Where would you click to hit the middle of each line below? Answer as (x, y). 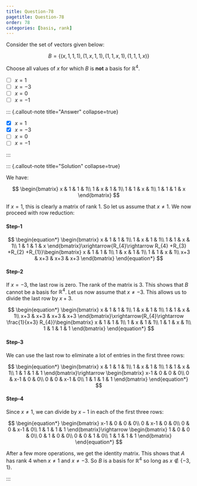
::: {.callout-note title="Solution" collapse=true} (63, 166)
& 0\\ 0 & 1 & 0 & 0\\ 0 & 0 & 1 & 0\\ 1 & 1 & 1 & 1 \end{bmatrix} (99, 435)
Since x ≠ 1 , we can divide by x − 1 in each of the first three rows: (85, 411)
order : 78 (18, 22)
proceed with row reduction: (40, 213)
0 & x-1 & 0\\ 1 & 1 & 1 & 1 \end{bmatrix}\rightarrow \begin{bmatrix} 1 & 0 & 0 (99, 429)
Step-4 (15, 399)
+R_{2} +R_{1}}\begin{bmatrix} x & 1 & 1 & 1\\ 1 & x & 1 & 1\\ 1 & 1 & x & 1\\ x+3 (99, 252)
